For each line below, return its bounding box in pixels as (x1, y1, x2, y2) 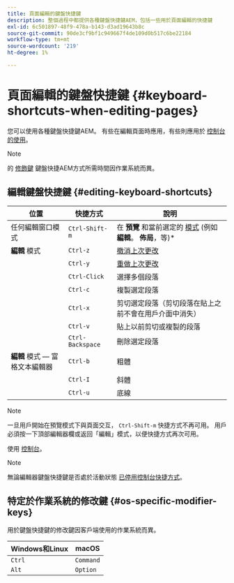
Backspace (68, 340, 101, 348)
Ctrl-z (68, 246, 91, 254)
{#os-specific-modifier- (109, 495, 217, 507)
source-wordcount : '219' (7, 43, 79, 50)
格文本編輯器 (10, 362, 54, 371)
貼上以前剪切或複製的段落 (116, 322, 201, 332)
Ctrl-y (68, 259, 91, 267)
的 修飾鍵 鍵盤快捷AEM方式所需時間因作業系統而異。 (7, 163, 159, 172)
